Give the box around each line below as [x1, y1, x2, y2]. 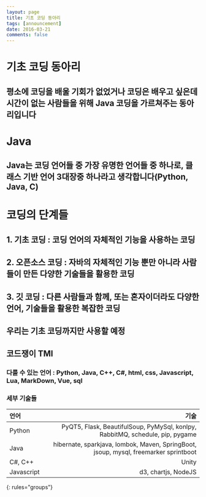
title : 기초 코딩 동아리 [6, 15, 61, 21]
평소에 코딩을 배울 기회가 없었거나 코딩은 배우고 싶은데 [6, 87, 198, 97]
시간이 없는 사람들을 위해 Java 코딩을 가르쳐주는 [6, 98, 178, 108]
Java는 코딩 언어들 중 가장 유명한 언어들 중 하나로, [6, 160, 184, 171]
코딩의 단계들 [6, 208, 69, 222]
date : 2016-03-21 [6, 26, 51, 33]
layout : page [6, 9, 40, 15]
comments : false [6, 32, 48, 38]
